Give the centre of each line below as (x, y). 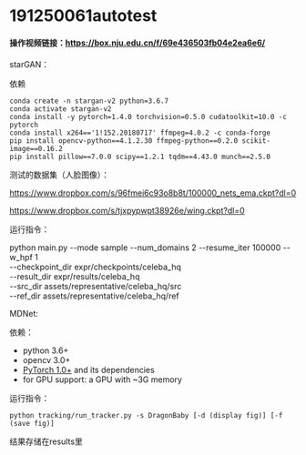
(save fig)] (32, 424)
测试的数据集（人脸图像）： (59, 175)
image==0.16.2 (36, 149)
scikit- (256, 141)
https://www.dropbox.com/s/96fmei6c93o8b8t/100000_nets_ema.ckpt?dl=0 (153, 193)
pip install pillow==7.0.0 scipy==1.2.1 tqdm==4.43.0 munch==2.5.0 (140, 157)
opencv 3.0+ (46, 360)
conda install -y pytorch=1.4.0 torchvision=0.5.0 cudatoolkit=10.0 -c (148, 117)
